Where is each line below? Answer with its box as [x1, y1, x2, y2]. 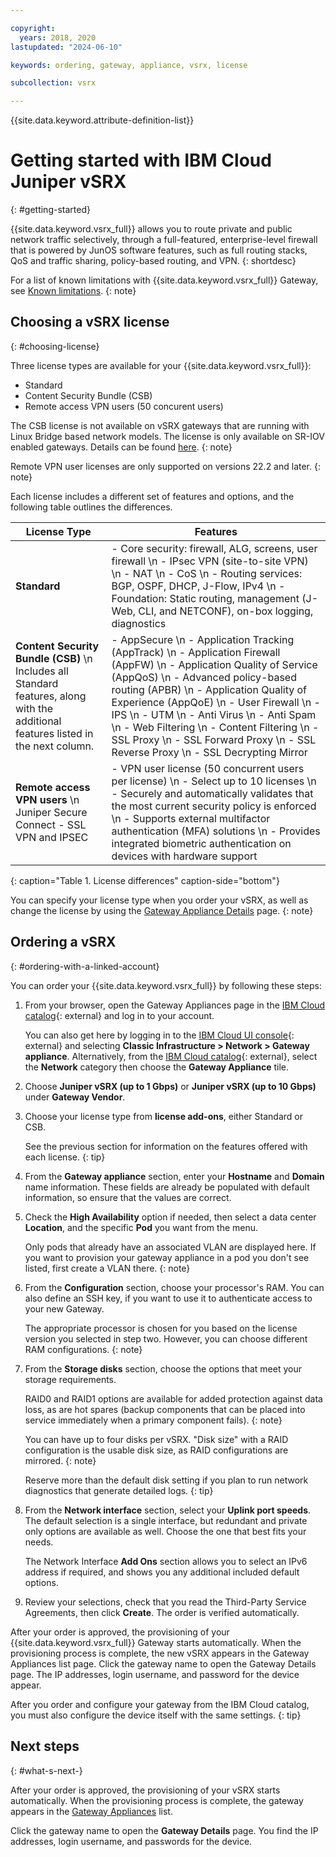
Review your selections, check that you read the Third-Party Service [24, 1596, 307, 1608]
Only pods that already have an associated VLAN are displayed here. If [24, 1241, 317, 1253]
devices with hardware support [111, 849, 258, 863]
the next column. [15, 739, 95, 753]
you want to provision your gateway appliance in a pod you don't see [24, 1251, 310, 1263]
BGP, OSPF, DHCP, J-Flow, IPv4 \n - [111, 579, 286, 593]
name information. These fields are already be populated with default [24, 1181, 310, 1193]
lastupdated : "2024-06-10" [10, 42, 123, 52]
